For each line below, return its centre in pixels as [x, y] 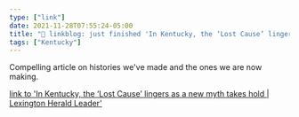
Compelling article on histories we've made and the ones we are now [136, 67]
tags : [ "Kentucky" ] [45, 42]
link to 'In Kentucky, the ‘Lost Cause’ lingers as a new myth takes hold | [139, 94]
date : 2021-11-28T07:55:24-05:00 [71, 26]
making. [24, 77]
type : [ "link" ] [37, 17]
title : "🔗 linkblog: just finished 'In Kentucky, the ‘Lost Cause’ [137, 34]
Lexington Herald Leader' [56, 104]
